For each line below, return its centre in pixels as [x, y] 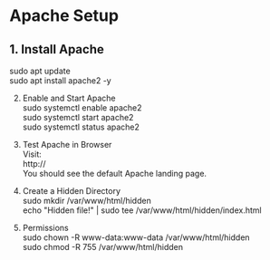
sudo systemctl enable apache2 [82, 108]
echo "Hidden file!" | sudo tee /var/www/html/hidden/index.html [142, 210]
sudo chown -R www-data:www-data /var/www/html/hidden [136, 237]
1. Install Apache [57, 49]
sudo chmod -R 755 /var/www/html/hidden [103, 247]
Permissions [46, 228]
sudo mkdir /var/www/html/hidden [87, 201]
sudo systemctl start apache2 [78, 117]
